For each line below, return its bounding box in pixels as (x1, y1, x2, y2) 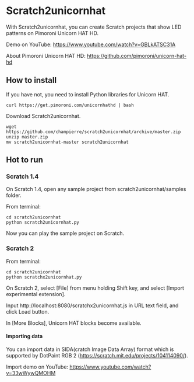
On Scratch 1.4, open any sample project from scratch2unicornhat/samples (6, 186, 186, 193)
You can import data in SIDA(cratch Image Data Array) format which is (6, 346, 174, 353)
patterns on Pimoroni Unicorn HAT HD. (6, 29, 99, 36)
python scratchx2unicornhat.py (6, 274, 82, 280)
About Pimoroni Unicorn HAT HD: (6, 52, 86, 59)
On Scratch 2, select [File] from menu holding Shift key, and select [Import (6, 284, 185, 291)
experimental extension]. (6, 290, 66, 297)
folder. (6, 192, 22, 199)
